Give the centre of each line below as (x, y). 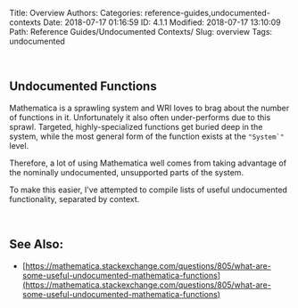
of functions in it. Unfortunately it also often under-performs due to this (140, 117)
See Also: (37, 244)
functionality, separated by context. (74, 199)
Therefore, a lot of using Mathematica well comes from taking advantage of (148, 163)
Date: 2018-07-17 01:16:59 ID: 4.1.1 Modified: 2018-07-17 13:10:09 (162, 22)
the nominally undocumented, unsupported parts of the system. (126, 172)
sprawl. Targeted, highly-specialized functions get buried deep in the (136, 126)
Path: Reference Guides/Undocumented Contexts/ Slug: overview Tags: (141, 32)
